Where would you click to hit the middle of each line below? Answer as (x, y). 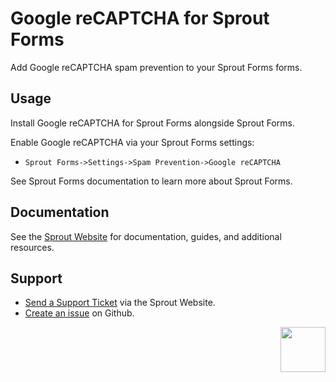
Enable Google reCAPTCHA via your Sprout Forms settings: (132, 142)
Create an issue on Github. (79, 313)
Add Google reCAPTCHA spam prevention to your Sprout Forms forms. (156, 67)
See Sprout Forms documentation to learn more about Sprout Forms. (151, 181)
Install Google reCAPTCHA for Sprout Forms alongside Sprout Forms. (152, 123)
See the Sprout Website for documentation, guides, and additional (146, 236)
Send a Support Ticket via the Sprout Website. (120, 303)
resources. (32, 247)
